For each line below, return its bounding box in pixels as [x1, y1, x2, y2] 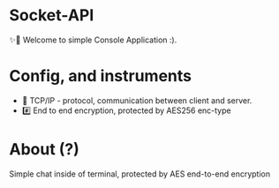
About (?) [9, 139, 79, 160]
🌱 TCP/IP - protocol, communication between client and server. [21, 94, 253, 106]
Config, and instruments [9, 66, 192, 86]
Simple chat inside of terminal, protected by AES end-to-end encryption [9, 169, 271, 179]
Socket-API [9, 5, 94, 26]
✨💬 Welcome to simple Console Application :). [9, 34, 177, 45]
